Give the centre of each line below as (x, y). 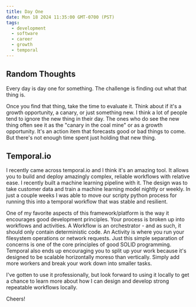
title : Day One (25, 12)
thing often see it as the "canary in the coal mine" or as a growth (84, 125)
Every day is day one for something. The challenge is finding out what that (97, 88)
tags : (13, 22)
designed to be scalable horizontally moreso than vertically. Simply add (93, 257)
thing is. (16, 95)
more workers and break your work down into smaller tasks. (79, 263)
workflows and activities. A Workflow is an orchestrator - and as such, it (94, 226)
